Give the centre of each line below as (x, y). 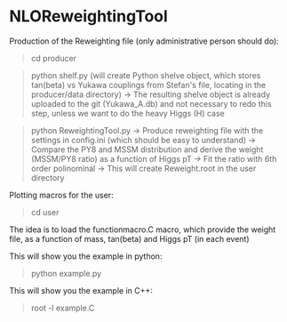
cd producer (54, 58)
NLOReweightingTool (89, 16)
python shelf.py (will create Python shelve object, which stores (146, 75)
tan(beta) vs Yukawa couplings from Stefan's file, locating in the (148, 85)
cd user (45, 212)
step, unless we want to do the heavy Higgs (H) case (128, 113)
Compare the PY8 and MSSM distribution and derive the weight (147, 149)
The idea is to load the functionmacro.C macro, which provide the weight (143, 229)
